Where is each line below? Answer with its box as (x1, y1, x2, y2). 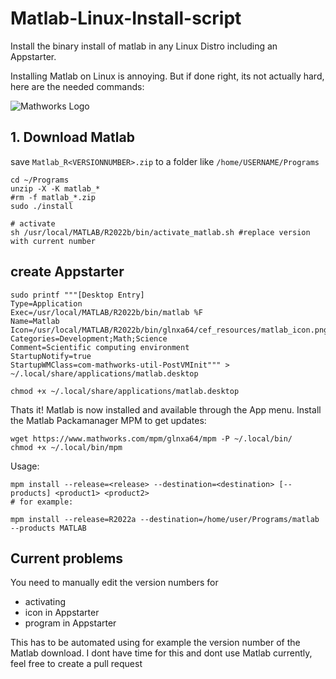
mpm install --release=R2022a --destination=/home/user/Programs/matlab (10, 514, 320, 524)
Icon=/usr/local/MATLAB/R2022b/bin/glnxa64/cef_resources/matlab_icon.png (10, 325, 329, 335)
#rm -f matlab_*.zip (10, 192, 97, 202)
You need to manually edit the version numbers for (10, 577, 219, 589)
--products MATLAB (10, 523, 87, 533)
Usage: (10, 460, 40, 472)
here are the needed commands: (10, 80, 145, 92)
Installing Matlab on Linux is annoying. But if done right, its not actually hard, (10, 70, 325, 82)
